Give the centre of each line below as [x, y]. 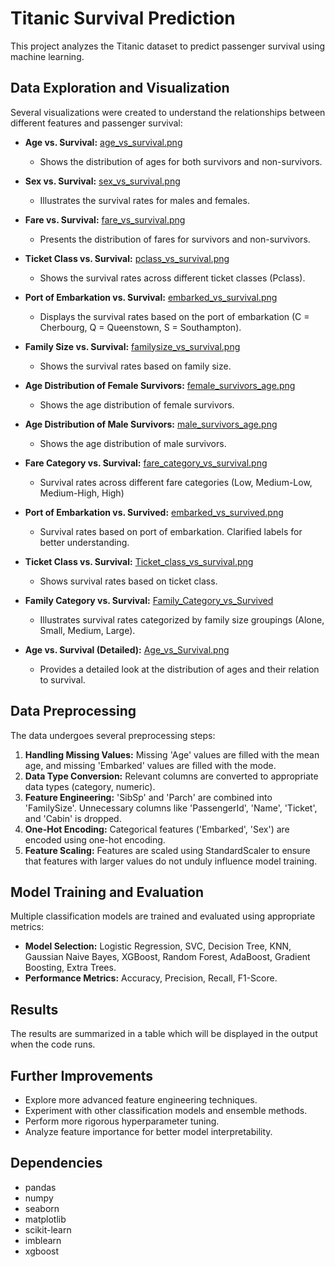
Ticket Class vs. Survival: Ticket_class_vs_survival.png [139, 561]
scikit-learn [48, 1229]
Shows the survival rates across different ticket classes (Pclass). [172, 278]
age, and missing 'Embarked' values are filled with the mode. [150, 765]
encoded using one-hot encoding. [95, 839]
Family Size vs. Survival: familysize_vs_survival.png [132, 346]
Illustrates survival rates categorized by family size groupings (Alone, [182, 619]
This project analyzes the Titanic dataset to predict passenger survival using [168, 46]
